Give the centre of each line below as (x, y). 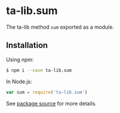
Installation (27, 45)
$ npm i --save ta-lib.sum (39, 70)
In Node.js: (19, 81)
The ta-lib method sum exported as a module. (60, 27)
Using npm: (20, 59)
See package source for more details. (51, 103)
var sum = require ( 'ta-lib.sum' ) (47, 92)
